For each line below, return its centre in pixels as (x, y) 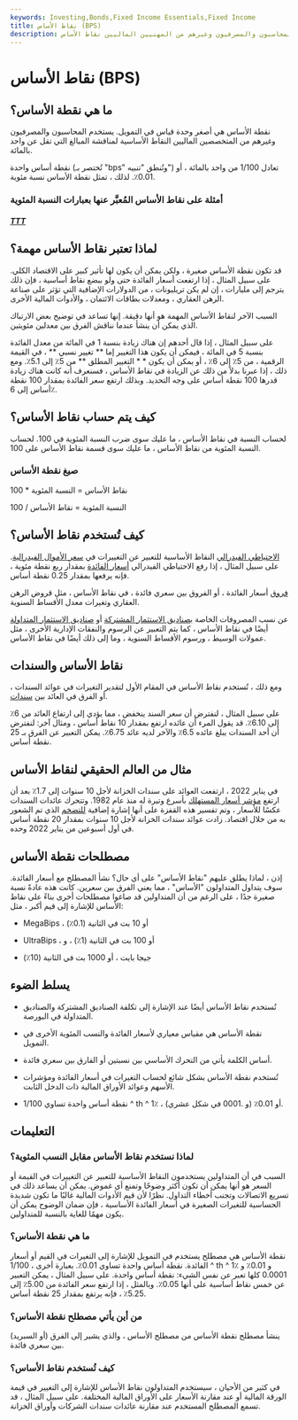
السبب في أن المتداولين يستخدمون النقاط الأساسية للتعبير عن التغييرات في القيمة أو (148, 1176)
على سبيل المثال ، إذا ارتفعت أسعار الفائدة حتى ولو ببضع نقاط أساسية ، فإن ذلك (141, 279)
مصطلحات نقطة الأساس (70, 856)
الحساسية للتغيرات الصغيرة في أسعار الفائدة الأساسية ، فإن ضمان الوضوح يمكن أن (145, 1204)
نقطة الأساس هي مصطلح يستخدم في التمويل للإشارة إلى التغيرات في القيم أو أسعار (148, 1255)
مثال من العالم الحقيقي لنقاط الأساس (101, 769)
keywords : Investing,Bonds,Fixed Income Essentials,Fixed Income (133, 17)
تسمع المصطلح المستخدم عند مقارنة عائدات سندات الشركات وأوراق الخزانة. (135, 1406)
